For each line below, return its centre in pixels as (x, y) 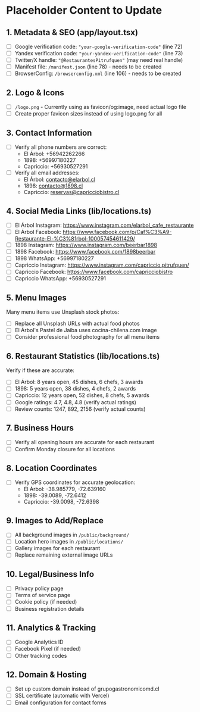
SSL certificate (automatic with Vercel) (62, 696)
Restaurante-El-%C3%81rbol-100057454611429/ (75, 239)
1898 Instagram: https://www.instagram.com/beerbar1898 (86, 245)
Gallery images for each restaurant (57, 548)
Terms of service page (43, 595)
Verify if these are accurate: (40, 370)
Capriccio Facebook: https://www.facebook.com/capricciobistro (94, 272)
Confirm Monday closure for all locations (65, 449)
